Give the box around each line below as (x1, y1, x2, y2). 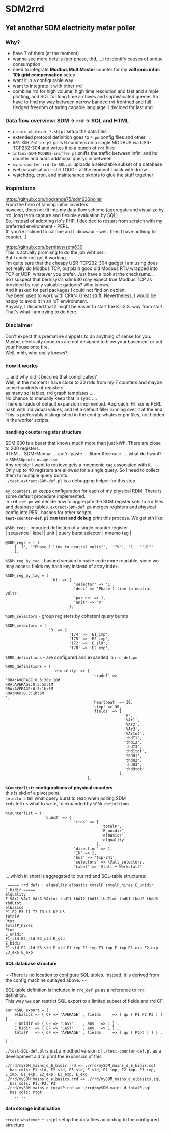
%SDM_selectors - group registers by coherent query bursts (5, 613, 128, 619)
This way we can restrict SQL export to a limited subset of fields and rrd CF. (5, 998, 164, 1004)
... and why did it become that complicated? (5, 374, 97, 380)
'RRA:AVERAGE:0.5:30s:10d (5, 678, 60, 683)
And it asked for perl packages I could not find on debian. (5, 287, 126, 293)
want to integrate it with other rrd (12, 83, 82, 89)
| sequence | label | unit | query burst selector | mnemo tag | (5, 530, 132, 536)
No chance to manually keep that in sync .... (5, 395, 97, 401)
